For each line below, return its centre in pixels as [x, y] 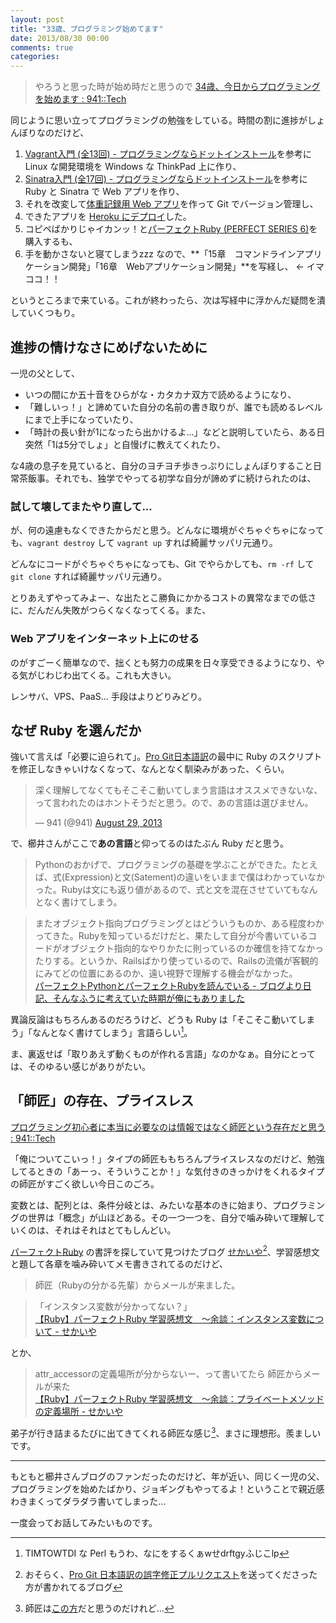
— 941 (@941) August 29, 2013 [98, 823]
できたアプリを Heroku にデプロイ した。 [108, 217]
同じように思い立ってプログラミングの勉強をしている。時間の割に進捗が [159, 120]
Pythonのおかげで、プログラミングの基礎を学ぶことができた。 [163, 865]
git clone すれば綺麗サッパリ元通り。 [89, 577]
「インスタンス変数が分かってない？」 [113, 1307]
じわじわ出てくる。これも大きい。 [106, 675]
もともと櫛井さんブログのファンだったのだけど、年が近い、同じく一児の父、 [167, 1477]
